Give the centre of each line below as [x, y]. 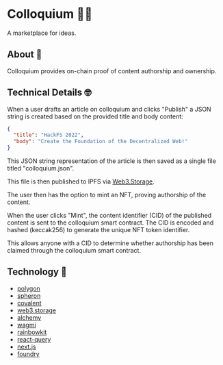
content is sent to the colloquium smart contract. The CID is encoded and [110, 223]
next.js [26, 347]
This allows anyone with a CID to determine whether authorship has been [110, 243]
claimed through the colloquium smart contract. [74, 251]
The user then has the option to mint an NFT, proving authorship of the [107, 195]
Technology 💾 [37, 272]
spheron [29, 295]
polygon [29, 288]
